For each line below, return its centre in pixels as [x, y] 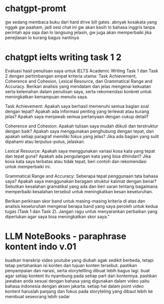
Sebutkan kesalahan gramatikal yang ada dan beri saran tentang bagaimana [81, 186]
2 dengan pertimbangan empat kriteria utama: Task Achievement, [71, 76]
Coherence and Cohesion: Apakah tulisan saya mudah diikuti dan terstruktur [82, 126]
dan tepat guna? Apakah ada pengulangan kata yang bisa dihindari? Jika [78, 156]
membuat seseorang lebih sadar [38, 296]
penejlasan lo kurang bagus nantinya [42, 38]
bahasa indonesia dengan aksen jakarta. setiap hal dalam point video [74, 286]
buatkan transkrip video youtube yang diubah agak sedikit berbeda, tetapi [79, 260]
